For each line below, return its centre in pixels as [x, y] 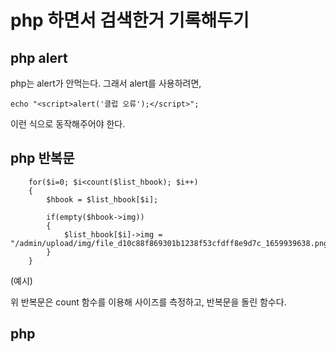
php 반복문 [42, 158]
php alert [39, 57]
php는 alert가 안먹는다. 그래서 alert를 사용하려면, [106, 83]
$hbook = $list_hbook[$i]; [102, 199]
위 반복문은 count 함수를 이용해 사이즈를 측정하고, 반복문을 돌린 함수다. [148, 302]
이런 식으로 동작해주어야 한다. [68, 124]
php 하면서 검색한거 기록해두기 [130, 20]
